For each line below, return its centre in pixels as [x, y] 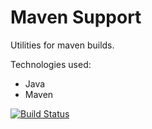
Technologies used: [51, 64]
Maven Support [76, 17]
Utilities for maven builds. [62, 45]
